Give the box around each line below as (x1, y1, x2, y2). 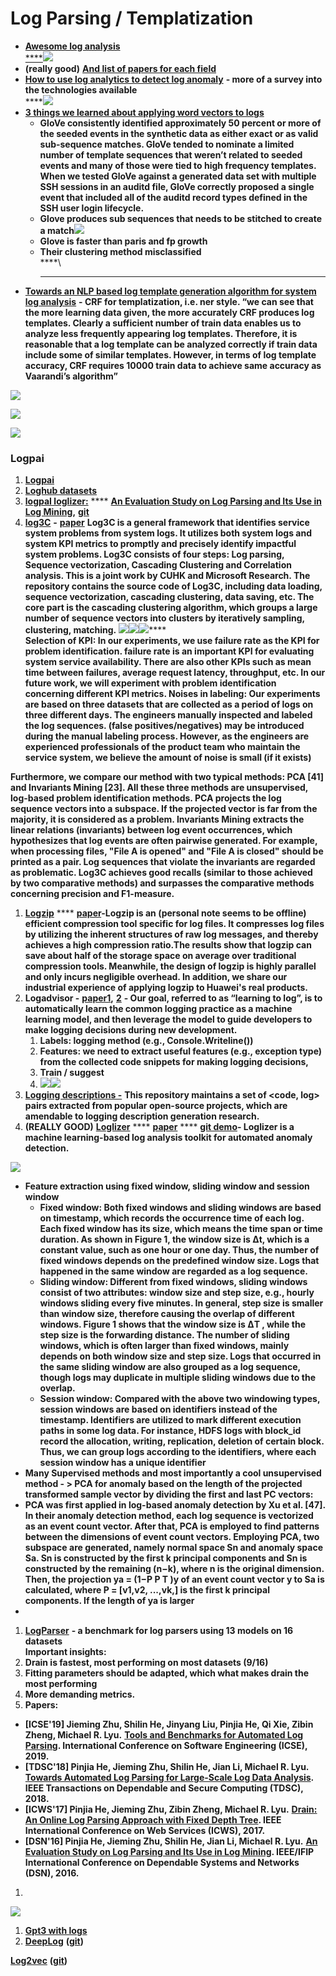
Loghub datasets (24, 485, 98, 497)
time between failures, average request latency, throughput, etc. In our (24, 667, 326, 679)
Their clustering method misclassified (39, 245, 202, 257)
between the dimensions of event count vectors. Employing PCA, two (24, 1531, 320, 1543)
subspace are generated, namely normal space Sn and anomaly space (24, 1542, 324, 1554)
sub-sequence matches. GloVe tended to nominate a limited (39, 138, 295, 150)
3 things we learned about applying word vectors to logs (24, 106, 265, 118)
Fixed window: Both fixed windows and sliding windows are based (39, 1202, 322, 1214)
